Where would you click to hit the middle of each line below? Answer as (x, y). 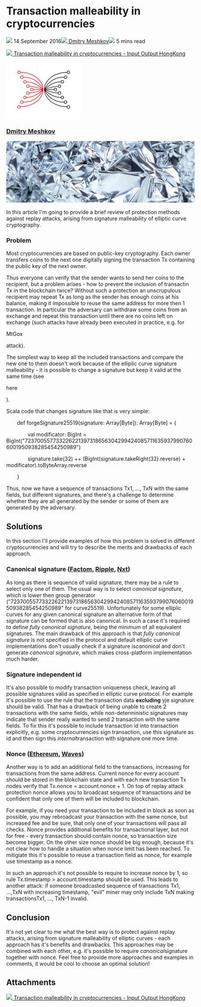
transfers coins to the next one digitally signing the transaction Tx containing (100, 260)
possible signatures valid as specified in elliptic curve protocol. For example (100, 693)
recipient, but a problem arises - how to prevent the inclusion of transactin (98, 284)
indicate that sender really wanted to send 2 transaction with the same (93, 719)
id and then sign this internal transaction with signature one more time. (92, 738)
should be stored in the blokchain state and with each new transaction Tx (96, 780)
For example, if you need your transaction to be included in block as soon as (100, 810)
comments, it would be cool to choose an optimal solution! (78, 964)
